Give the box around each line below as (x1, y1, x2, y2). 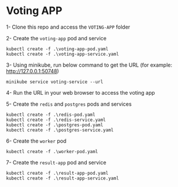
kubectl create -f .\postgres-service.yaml (6, 127, 114, 133)
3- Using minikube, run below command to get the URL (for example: (6, 61, 173, 68)
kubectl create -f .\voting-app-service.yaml (6, 51, 119, 57)
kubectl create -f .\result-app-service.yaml (6, 175, 119, 181)
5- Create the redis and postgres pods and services (6, 101, 132, 108)
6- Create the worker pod (6, 137, 67, 144)
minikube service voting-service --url (6, 79, 104, 85)
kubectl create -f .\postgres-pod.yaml (6, 122, 104, 128)
